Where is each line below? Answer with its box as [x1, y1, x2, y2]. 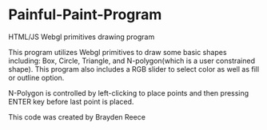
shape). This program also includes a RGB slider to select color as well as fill [8, 64, 260, 73]
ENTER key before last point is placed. [8, 97, 134, 106]
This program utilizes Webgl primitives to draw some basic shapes [8, 47, 227, 57]
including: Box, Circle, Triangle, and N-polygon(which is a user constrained [8, 56, 256, 65]
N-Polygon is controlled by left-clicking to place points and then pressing [8, 88, 249, 97]
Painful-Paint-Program [8, 6, 162, 24]
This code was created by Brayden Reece [8, 112, 146, 121]
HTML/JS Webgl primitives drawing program [8, 32, 155, 41]
